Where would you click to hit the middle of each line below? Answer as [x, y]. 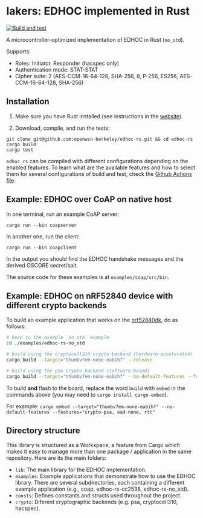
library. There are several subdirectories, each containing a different [100, 483]
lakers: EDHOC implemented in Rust [98, 11]
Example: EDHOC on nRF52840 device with [90, 296]
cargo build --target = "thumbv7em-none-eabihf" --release [79, 360]
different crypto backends [56, 305]
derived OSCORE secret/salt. [42, 265]
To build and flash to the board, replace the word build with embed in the [96, 388]
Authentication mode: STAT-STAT [56, 69]
